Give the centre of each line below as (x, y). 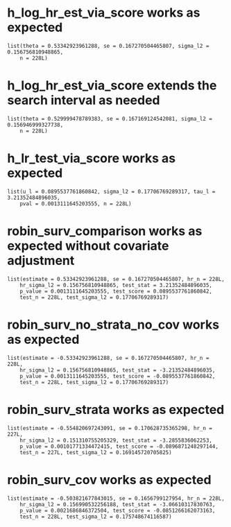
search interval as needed (84, 100)
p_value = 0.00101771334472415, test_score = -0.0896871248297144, (119, 446)
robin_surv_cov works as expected (109, 480)
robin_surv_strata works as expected (116, 409)
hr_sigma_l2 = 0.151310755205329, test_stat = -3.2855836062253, (116, 440)
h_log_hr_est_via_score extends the (112, 86)
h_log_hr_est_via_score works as (104, 13)
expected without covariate (88, 246)
